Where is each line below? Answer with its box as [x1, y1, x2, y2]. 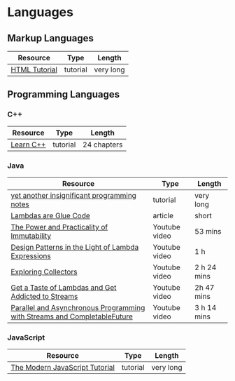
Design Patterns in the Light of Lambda [10, 242, 139, 252]
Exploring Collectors [10, 267, 78, 276]
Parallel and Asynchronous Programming [10, 302, 145, 312]
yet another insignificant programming [10, 190, 136, 200]
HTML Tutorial [10, 65, 58, 74]
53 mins [194, 226, 222, 236]
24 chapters [83, 140, 123, 149]
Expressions [10, 250, 51, 260]
